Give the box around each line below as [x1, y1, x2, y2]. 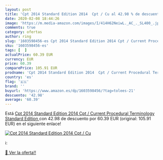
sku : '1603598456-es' [5, 43, 49, 48]
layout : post [5, 7, 32, 12]
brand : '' [5, 83, 25, 89]
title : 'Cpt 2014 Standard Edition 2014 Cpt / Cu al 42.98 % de [5, 12, 140, 16]
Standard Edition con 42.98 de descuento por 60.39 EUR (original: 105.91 [5, 116, 151, 122]
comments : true [5, 25, 36, 30]
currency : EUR [5, 57, 34, 62]
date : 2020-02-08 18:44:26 [5, 16, 60, 21]
